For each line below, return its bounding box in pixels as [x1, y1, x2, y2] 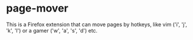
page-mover [6, 2, 69, 15]
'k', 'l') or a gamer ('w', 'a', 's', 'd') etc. [6, 27, 98, 34]
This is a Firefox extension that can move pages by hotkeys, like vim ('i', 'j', [6, 21, 187, 28]
